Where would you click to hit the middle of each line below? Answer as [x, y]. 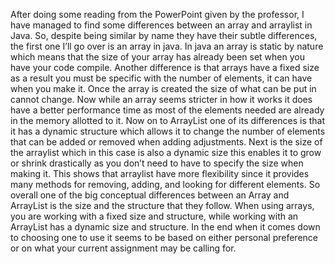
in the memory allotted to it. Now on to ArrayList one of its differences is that [168, 120]
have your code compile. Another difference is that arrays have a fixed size [165, 67]
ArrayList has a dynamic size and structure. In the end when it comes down [165, 227]
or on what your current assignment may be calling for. [123, 248]
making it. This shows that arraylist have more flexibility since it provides [160, 173]
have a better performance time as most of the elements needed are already [167, 110]
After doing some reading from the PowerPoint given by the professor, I [157, 14]
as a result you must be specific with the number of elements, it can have [161, 78]
